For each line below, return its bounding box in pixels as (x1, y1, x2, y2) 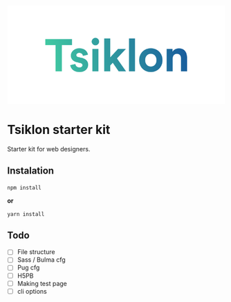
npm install (7, 184, 41, 191)
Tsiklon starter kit (7, 121, 111, 137)
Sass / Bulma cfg (17, 255, 66, 264)
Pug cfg (17, 263, 40, 272)
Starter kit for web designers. (7, 144, 91, 153)
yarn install (7, 210, 45, 217)
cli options (17, 287, 47, 295)
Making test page (17, 279, 67, 287)
